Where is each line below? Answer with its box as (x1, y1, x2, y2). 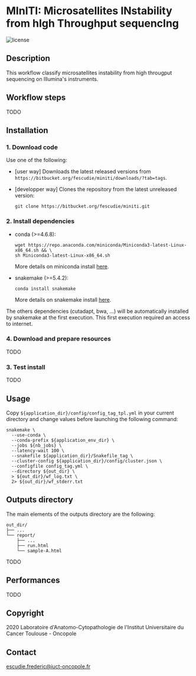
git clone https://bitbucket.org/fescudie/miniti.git (14, 203, 150, 209)
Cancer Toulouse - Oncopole (6, 630, 77, 637)
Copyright (6, 608, 44, 618)
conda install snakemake (14, 286, 76, 292)
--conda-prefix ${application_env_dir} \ (11, 437, 115, 443)
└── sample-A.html (17, 548, 62, 554)
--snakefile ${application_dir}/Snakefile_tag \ (11, 452, 133, 459)
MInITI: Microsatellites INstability (6, 4, 172, 18)
